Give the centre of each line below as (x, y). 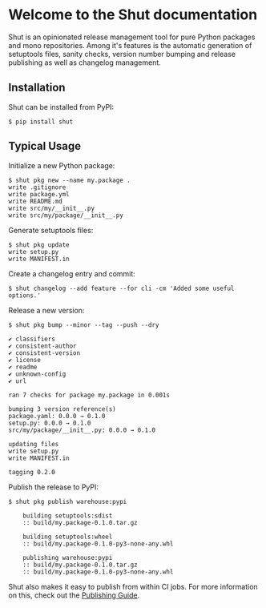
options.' (25, 295)
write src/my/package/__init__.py (66, 215)
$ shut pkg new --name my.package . (69, 180)
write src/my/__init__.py (51, 208)
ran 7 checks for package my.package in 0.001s (89, 395)
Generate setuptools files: (51, 230)
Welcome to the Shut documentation (133, 15)
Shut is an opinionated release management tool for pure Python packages (132, 37)
